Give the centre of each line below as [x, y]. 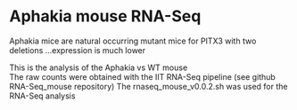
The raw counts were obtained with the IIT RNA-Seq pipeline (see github [143, 76]
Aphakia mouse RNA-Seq [105, 16]
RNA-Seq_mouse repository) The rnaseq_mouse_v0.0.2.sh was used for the [148, 86]
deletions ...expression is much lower [78, 50]
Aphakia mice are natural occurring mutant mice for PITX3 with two [133, 41]
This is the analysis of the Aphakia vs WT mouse [99, 67]
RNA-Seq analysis [42, 96]
